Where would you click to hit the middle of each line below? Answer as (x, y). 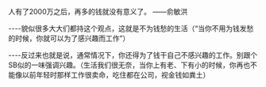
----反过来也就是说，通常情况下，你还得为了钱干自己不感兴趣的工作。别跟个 (133, 55)
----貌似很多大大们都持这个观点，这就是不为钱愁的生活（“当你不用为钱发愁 (131, 28)
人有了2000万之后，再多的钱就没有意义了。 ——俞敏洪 (98, 11)
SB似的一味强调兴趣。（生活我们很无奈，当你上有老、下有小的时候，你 (122, 65)
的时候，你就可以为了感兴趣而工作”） (69, 38)
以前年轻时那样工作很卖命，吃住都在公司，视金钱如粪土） (116, 75)
